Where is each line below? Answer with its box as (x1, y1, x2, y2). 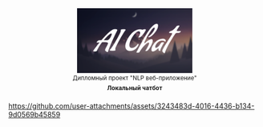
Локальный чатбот (107, 84, 163, 92)
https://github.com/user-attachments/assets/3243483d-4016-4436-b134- (8, 100, 255, 111)
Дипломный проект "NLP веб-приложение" (72, 74, 197, 83)
